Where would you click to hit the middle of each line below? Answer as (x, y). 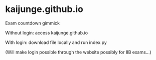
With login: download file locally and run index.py (56, 42)
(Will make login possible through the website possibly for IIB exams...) (78, 52)
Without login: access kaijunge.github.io (47, 32)
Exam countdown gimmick (33, 23)
